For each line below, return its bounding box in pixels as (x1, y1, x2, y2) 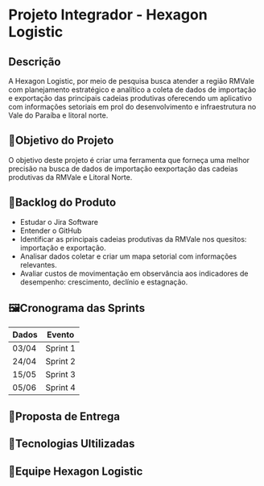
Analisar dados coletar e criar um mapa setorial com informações (19, 251, 237, 261)
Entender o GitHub (19, 226, 82, 235)
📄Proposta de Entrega (8, 409, 121, 423)
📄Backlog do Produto (8, 196, 117, 210)
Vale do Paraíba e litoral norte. (8, 110, 109, 120)
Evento (47, 329, 75, 340)
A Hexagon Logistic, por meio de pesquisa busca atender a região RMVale (8, 77, 255, 85)
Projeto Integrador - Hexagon (8, 6, 208, 24)
